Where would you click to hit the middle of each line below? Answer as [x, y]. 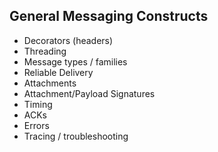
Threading [45, 51]
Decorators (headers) [68, 40]
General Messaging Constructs [109, 16]
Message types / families [75, 61]
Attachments [50, 83]
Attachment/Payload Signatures [89, 93]
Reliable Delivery [58, 72]
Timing [38, 104]
